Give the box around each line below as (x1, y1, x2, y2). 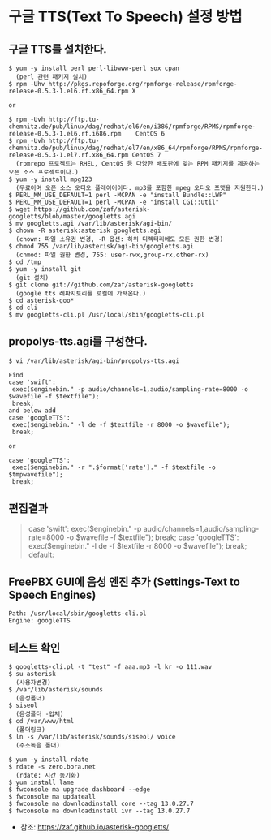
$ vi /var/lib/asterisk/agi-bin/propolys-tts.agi (8, 356, 180, 365)
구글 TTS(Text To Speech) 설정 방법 (8, 7, 243, 26)
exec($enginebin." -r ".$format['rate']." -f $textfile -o (11, 463, 217, 472)
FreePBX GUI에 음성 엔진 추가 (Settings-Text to (8, 575, 241, 589)
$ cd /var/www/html (8, 717, 75, 726)
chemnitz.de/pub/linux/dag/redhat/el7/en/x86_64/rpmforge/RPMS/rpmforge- (8, 144, 264, 152)
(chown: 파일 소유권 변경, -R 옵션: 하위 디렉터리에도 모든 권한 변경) (15, 235, 224, 243)
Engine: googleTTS (8, 617, 71, 625)
